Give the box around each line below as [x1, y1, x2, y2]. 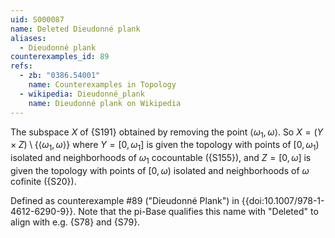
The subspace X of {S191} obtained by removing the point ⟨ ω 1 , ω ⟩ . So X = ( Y [10, 126, 324, 140]
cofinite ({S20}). [10, 175, 77, 187]
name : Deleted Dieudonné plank [10, 24, 141, 34]
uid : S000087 [10, 14, 65, 25]
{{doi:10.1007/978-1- [241, 194, 325, 206]
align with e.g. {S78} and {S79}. [10, 216, 141, 228]
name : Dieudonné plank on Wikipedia [28, 98, 182, 108]
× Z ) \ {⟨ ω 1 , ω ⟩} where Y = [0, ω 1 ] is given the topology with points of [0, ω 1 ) [10, 139, 320, 153]
